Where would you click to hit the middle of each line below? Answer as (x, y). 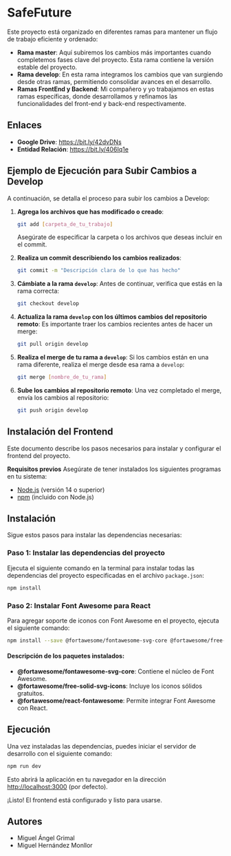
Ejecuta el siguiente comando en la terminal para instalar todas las (101, 568)
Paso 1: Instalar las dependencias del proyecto (86, 553)
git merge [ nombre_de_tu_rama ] (62, 377)
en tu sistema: (27, 476)
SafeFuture (40, 13)
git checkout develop (48, 304)
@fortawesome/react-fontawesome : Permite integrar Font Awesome (116, 700)
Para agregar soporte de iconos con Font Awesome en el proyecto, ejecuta (113, 620)
